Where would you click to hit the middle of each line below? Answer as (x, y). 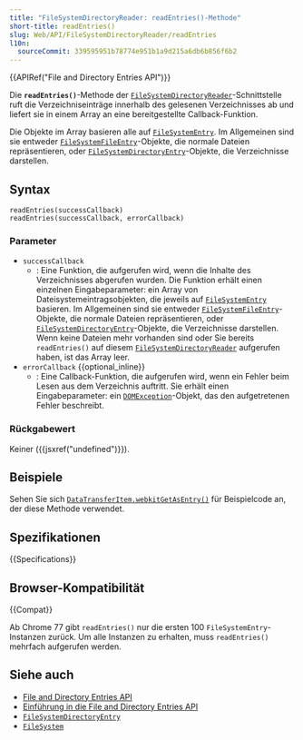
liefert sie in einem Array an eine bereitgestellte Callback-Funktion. (134, 114)
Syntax (30, 189)
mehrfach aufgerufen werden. (66, 646)
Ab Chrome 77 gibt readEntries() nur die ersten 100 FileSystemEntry (138, 627)
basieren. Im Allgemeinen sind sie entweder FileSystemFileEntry (157, 309)
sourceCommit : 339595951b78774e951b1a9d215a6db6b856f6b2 (127, 52)
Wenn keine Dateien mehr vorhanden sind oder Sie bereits (145, 338)
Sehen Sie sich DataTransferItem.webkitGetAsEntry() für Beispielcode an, (148, 499)
